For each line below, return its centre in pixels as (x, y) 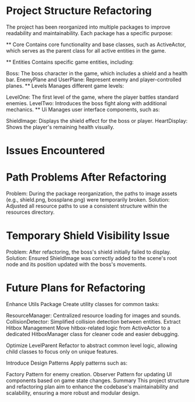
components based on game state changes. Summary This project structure (98, 380)
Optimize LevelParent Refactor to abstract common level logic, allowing (92, 345)
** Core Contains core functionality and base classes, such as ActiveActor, (96, 44)
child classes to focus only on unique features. (62, 351)
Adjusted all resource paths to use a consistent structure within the (87, 206)
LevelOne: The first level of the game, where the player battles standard (93, 97)
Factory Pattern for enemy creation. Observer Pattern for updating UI (89, 374)
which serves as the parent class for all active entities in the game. (86, 50)
